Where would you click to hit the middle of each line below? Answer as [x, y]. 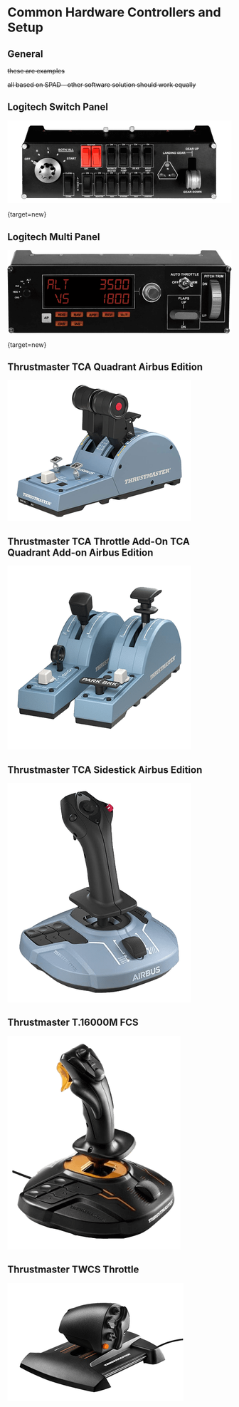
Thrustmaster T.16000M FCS [73, 1023]
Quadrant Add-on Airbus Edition [80, 552]
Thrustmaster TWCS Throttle [73, 1270]
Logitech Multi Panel [54, 237]
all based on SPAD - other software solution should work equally [102, 85]
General [26, 54]
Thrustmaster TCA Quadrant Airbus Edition [105, 367]
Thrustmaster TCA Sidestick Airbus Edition [105, 770]
